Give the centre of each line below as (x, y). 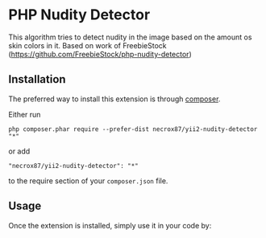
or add (19, 151)
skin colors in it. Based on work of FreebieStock (87, 45)
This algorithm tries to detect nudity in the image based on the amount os (130, 37)
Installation (37, 79)
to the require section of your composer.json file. (88, 181)
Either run (25, 114)
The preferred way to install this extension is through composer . (114, 99)
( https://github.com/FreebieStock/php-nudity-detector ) (100, 54)
